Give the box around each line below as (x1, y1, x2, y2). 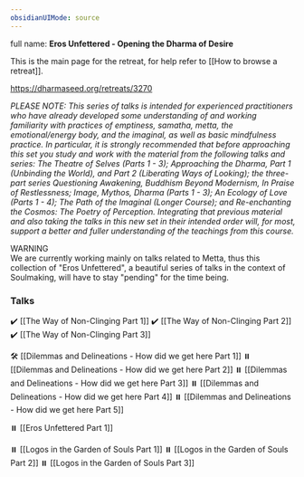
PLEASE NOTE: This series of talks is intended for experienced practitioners (10, 100, 293, 111)
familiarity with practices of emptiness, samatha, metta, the (10, 119, 233, 130)
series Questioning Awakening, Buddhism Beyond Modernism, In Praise (27, 177, 295, 188)
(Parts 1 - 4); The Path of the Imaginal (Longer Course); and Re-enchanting (10, 196, 292, 207)
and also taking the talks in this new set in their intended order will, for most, (10, 215, 296, 226)
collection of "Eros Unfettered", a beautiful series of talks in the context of (10, 262, 286, 272)
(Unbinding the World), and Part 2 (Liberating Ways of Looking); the (10, 167, 264, 178)
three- (265, 167, 290, 178)
